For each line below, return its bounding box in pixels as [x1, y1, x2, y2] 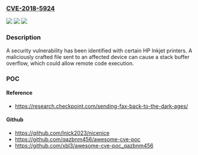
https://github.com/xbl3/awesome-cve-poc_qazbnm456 [14, 142, 154, 149]
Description [6, 33, 41, 42]
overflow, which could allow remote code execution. [6, 60, 134, 67]
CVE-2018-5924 [6, 4, 55, 13]
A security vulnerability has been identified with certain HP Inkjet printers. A [6, 46, 193, 54]
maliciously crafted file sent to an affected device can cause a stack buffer [6, 53, 190, 60]
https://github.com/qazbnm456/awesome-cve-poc [14, 135, 141, 142]
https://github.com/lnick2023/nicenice [14, 129, 110, 137]
